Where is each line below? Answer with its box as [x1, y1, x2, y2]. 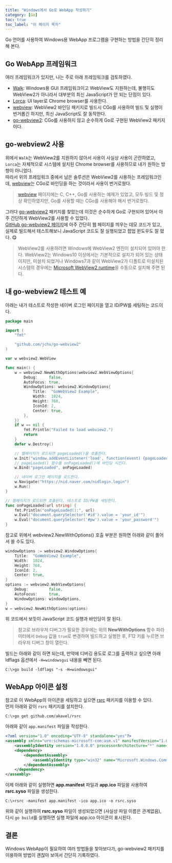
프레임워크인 [136, 174, 162, 180]
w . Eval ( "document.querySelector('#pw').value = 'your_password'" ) [14, 517, 159, 522]
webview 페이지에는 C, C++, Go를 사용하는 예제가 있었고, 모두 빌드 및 [17, 191, 159, 197]
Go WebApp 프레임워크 [5, 60, 77, 68]
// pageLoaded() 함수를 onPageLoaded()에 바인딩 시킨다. [14, 460, 128, 465]
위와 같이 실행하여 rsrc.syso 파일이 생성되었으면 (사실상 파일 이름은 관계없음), [5, 808, 162, 814]
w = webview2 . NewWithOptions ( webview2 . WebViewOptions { [14, 370, 134, 375]
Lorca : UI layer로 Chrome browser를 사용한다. [12, 98, 107, 104]
